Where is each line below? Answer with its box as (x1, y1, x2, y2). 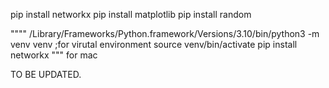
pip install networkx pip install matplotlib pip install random (10, 9, 252, 20)
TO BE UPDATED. (10, 69, 82, 80)
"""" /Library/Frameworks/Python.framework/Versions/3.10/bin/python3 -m (10, 28, 320, 39)
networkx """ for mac (10, 49, 98, 61)
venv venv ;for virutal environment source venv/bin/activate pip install (10, 39, 298, 50)
